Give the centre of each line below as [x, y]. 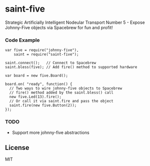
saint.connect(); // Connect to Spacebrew [51, 63]
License [17, 147]
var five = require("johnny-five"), [42, 50]
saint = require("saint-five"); [46, 54]
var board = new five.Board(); [37, 76]
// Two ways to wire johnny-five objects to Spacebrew [66, 88]
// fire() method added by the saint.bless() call [61, 93]
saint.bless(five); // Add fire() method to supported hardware [71, 67]
